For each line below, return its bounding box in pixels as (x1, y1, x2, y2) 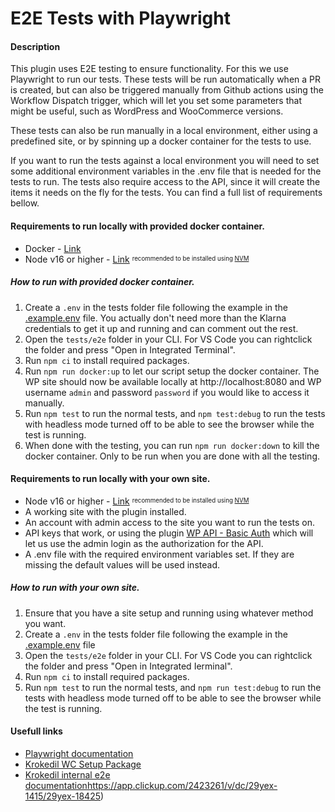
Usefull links (10, 725, 63, 737)
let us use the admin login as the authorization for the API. (24, 537, 264, 549)
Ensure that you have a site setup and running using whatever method (24, 607, 314, 619)
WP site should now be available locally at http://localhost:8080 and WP (24, 375, 322, 387)
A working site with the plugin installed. (24, 505, 187, 517)
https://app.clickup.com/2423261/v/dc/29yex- (86, 779, 278, 791)
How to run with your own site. (10, 582, 140, 594)
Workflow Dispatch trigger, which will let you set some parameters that (10, 95, 302, 107)
